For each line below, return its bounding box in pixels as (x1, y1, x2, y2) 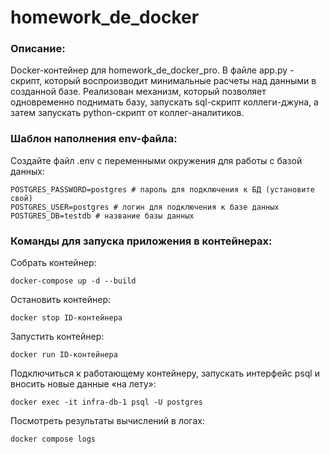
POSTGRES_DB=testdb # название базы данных (10, 211, 195, 221)
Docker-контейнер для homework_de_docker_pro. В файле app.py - (10, 64, 295, 76)
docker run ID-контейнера (10, 350, 118, 360)
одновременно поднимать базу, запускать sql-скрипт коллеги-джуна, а (10, 96, 319, 108)
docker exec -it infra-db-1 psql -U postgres (10, 397, 203, 408)
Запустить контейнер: (10, 331, 105, 343)
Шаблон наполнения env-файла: (10, 132, 178, 146)
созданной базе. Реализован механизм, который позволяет (10, 86, 267, 98)
